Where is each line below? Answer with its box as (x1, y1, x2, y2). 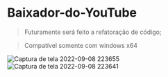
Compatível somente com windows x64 (24, 41, 137, 49)
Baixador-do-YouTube (7, 5, 137, 21)
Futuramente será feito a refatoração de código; (24, 28, 162, 36)
